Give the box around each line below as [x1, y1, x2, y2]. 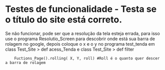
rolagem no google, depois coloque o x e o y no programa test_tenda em [5, 41, 155, 47]
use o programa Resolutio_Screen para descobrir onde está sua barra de [5, 36, 155, 42]
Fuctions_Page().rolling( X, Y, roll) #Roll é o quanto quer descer [14, 56, 160, 61]
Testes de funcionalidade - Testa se [5, 3, 156, 15]
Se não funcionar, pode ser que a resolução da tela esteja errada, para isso [5, 30, 160, 36]
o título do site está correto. [5, 14, 122, 25]
